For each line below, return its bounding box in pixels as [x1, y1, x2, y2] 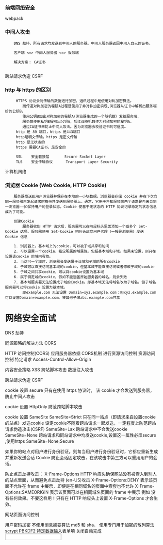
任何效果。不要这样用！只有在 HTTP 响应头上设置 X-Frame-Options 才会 [9, 496, 154, 501]
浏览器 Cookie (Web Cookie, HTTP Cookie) [5, 182, 107, 189]
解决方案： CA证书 [14, 60, 46, 64]
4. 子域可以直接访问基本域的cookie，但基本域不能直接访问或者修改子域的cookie [14, 264, 155, 270]
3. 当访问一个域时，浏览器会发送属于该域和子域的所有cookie [14, 259, 120, 264]
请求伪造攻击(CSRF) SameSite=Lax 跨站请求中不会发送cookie [5, 426, 128, 432]
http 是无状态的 [16, 140, 45, 144]
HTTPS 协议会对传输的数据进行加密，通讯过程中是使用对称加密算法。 [16, 98, 134, 103]
